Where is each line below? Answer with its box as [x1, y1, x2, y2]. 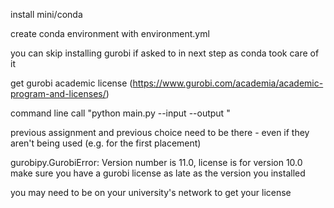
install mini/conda [10, 9, 83, 20]
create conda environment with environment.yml [10, 28, 210, 39]
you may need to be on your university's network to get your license [10, 187, 292, 198]
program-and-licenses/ [10, 88, 107, 99]
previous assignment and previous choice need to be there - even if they [10, 127, 310, 138]
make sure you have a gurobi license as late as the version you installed [10, 167, 306, 179]
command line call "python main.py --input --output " [10, 107, 231, 119]
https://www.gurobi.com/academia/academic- [132, 77, 324, 89]
